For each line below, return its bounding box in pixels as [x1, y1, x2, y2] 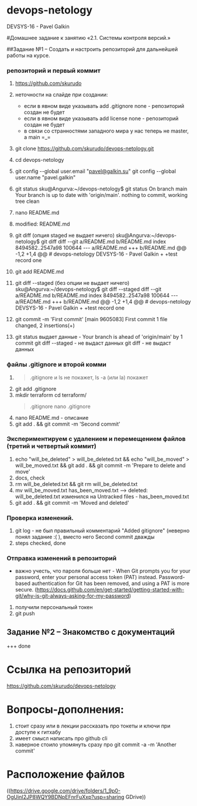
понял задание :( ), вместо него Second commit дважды [15, 533, 155, 540]
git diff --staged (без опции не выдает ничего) [15, 280, 130, 287]
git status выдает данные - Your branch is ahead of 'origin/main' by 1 [15, 334, 183, 341]
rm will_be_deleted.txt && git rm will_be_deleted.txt [15, 480, 138, 487]
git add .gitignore [15, 385, 57, 392]
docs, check [15, 474, 46, 481]
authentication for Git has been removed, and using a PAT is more [32, 580, 189, 587]
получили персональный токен [15, 604, 93, 611]
